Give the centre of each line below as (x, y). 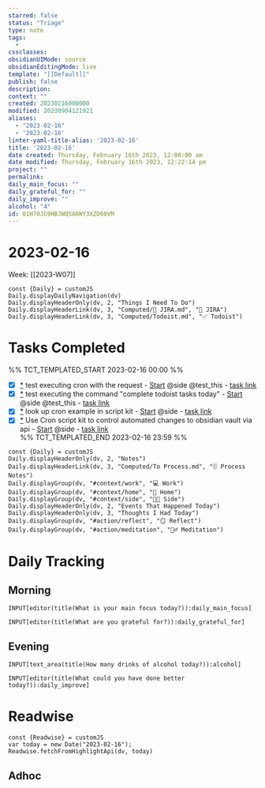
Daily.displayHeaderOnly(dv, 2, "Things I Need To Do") (102, 303)
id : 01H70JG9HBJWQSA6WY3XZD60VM (61, 214)
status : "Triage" (37, 23)
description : (30, 89)
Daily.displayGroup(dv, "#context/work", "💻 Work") (96, 484)
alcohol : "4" (30, 206)
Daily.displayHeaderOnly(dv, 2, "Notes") (77, 459)
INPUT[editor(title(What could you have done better (97, 679)
